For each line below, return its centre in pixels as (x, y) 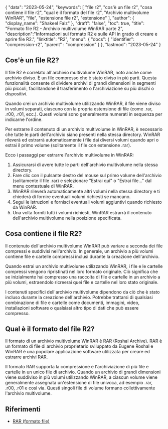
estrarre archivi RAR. (27, 357)
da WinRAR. (25, 207)
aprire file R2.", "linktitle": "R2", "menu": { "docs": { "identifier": (70, 39)
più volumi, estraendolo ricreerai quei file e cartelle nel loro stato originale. (82, 282)
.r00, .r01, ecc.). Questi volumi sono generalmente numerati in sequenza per (84, 114)
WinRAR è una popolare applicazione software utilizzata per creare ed (78, 352)
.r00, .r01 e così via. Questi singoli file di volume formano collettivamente (80, 388)
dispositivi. (16, 94)
